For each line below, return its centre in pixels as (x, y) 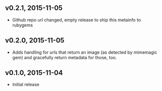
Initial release (26, 85)
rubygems (22, 25)
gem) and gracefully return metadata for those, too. (65, 57)
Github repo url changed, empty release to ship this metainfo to (77, 20)
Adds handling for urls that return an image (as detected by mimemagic (85, 52)
